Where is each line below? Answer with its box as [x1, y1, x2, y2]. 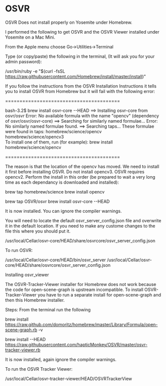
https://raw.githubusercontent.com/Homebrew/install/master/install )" [5, 73, 146, 79]
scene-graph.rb [5, 327, 38, 333]
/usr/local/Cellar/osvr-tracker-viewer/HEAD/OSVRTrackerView [5, 376, 132, 382]
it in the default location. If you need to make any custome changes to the [5, 223, 156, 229]
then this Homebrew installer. [5, 297, 65, 303]
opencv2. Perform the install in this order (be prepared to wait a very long [5, 174, 155, 180]
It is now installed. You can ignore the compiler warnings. [5, 208, 122, 214]
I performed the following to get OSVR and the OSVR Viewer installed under [5, 29, 160, 35]
